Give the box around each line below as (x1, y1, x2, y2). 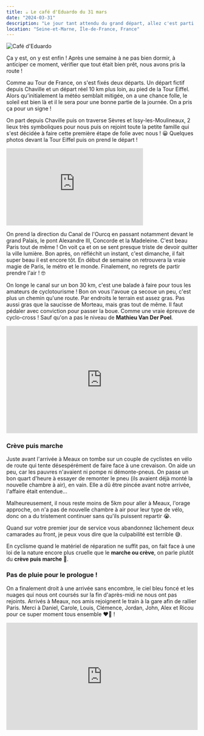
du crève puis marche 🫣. (6, 555, 69, 563)
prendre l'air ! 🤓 (6, 269, 46, 276)
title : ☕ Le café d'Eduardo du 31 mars (6, 9, 107, 15)
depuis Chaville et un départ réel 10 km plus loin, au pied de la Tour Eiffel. (6, 86, 190, 93)
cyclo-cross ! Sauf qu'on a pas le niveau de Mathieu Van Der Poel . (6, 314, 174, 321)
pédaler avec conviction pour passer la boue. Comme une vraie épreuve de (6, 307, 195, 314)
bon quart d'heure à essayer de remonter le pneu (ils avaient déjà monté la (6, 475, 193, 482)
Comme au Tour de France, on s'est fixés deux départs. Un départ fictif (6, 79, 185, 86)
